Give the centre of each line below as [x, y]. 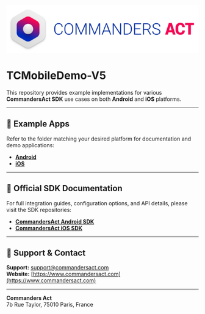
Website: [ [20, 274]
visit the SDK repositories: [39, 210]
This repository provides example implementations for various [84, 92]
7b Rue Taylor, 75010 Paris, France [50, 305]
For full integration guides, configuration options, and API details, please [97, 203]
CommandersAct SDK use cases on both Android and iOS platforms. [94, 99]
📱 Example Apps [38, 124]
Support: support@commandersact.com [58, 268]
